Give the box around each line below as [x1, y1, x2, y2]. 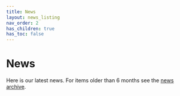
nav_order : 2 [6, 20, 39, 26]
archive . [6, 83, 26, 91]
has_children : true [6, 25, 55, 32]
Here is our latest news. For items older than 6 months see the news [6, 77, 174, 84]
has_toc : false [6, 31, 44, 37]
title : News [6, 8, 36, 15]
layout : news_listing [6, 14, 60, 20]
